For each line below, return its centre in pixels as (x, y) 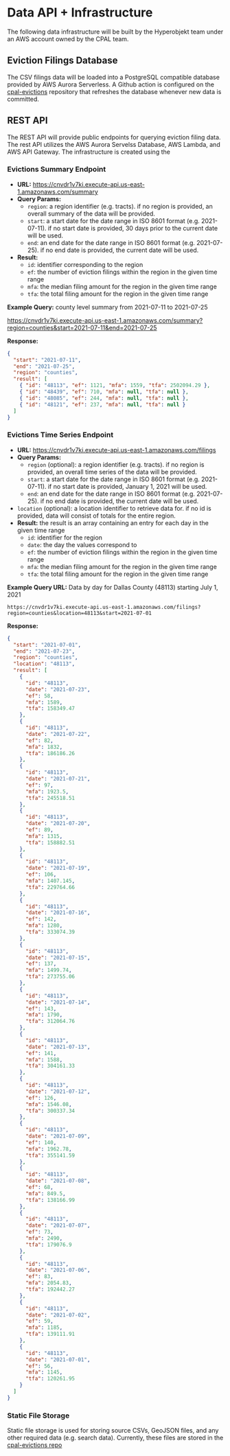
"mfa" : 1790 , (44, 1015)
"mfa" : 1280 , (44, 926)
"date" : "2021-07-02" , (58, 1315)
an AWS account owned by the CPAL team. (68, 38)
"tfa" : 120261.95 (50, 1379)
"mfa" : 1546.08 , (48, 1104)
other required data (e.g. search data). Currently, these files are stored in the (115, 1438)
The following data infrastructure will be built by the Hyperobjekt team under (115, 32)
